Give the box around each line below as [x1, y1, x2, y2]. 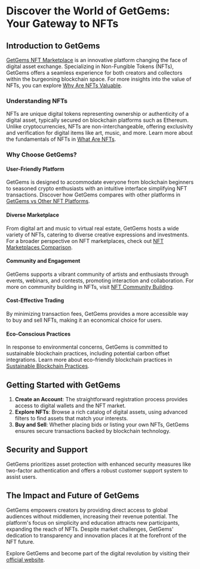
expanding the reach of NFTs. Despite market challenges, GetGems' [6, 525, 174, 533]
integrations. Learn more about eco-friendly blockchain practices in [6, 356, 173, 364]
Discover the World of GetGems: [6, 4, 170, 18]
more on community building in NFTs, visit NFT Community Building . [6, 283, 174, 290]
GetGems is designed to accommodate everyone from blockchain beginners [6, 179, 194, 186]
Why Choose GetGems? [6, 150, 78, 159]
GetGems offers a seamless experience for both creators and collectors [6, 69, 183, 76]
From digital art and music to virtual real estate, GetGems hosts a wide [6, 224, 179, 232]
